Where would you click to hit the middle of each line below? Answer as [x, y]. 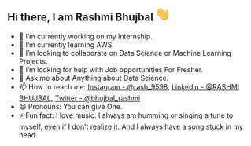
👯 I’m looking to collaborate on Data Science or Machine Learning [125, 53]
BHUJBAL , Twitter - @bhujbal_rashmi [79, 98]
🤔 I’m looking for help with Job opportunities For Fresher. [111, 69]
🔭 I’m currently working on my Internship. [85, 36]
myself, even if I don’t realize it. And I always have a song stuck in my [131, 126]
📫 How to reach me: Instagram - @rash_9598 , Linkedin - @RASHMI [129, 86]
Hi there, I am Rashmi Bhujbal [81, 18]
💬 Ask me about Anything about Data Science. [94, 78]
